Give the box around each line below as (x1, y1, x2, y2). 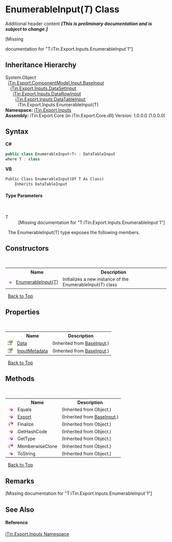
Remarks (5, 476, 35, 485)
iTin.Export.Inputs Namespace (5, 531, 69, 537)
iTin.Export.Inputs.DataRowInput (12, 91, 81, 97)
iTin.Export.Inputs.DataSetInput (10, 85, 77, 91)
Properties (5, 307, 40, 316)
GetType (17, 435, 36, 442)
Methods (5, 374, 35, 383)
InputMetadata (17, 348, 48, 354)
